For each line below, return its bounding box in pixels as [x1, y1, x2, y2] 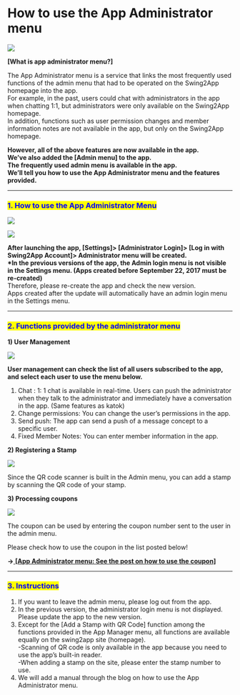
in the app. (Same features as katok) [17, 401, 125, 410]
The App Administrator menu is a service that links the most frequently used [7, 71, 232, 79]
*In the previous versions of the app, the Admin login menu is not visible [7, 259, 226, 267]
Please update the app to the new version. [17, 612, 143, 621]
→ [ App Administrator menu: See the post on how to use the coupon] [7, 556, 216, 565]
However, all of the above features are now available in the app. [7, 145, 199, 154]
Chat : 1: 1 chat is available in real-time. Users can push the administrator [17, 386, 232, 394]
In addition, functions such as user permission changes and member [7, 116, 209, 125]
